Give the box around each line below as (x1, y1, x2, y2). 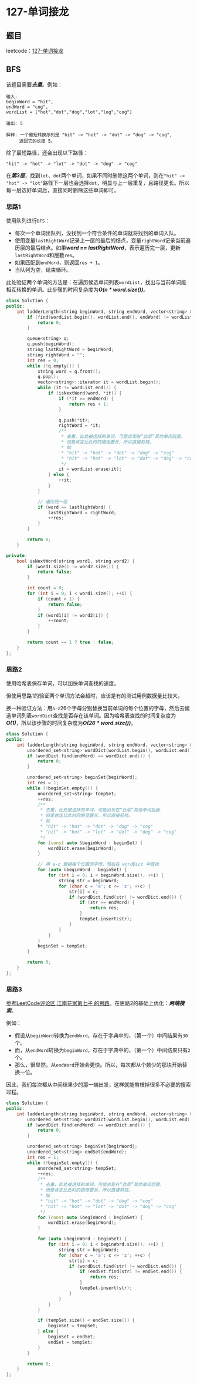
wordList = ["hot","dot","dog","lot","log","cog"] (6, 109, 133, 115)
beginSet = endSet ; (47, 1334, 96, 1340)
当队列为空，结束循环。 (14, 267, 72, 274)
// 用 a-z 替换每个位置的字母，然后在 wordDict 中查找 (37, 861, 159, 868)
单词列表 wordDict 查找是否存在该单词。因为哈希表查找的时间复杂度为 (11, 712, 176, 719)
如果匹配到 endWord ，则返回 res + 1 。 (14, 259, 104, 266)
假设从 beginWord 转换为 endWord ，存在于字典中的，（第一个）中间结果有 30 (14, 1032, 188, 1039)
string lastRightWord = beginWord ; (27, 347, 114, 353)
